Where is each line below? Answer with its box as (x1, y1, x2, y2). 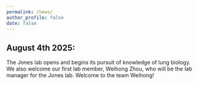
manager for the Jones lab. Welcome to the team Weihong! (6, 72, 154, 79)
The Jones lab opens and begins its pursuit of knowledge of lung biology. (6, 59, 191, 66)
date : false (6, 20, 37, 26)
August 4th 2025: (6, 42, 76, 53)
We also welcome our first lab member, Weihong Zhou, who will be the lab (6, 65, 193, 73)
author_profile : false (6, 15, 64, 21)
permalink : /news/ (6, 8, 53, 15)
